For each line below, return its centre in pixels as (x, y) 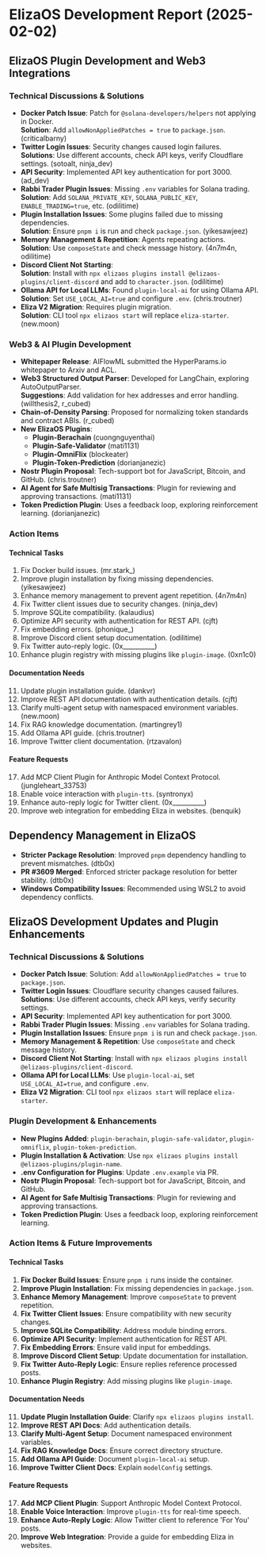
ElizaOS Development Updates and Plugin (114, 922)
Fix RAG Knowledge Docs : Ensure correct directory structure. (122, 1450)
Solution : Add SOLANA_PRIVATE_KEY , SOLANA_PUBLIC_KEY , (109, 197)
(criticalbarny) (43, 138)
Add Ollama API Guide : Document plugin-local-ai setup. (115, 1458)
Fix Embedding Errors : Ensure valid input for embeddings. (116, 1347)
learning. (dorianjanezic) (60, 513)
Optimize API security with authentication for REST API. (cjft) (119, 621)
